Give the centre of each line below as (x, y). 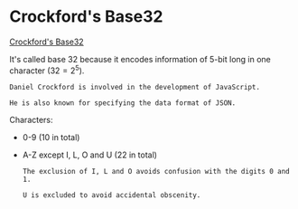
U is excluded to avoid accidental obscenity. (112, 195)
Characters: (31, 119)
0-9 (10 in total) (51, 137)
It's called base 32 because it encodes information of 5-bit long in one (140, 59)
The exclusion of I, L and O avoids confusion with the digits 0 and (156, 171)
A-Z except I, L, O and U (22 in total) (90, 155)
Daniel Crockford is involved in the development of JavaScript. (135, 87)
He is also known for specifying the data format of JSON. (123, 103)
